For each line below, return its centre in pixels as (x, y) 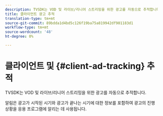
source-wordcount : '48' (29, 32)
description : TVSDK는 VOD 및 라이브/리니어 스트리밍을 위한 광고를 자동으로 (73, 9)
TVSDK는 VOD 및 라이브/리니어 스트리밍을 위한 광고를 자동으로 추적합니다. (76, 92)
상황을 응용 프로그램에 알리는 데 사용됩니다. (46, 109)
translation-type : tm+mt (30, 18)
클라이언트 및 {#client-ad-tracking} (75, 66)
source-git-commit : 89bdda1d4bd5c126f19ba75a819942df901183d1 (69, 23)
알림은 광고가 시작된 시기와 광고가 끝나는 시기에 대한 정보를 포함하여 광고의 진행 (80, 102)
